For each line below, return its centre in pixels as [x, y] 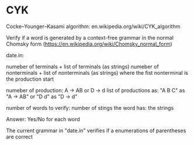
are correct [20, 137]
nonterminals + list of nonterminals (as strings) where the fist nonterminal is [97, 72]
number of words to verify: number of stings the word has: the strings [90, 108]
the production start [30, 79]
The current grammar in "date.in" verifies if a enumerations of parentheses [96, 130]
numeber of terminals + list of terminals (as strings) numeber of [82, 66]
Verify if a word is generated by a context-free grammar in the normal [90, 37]
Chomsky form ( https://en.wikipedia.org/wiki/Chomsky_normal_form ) [89, 44]
